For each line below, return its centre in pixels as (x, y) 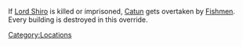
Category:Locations (40, 35)
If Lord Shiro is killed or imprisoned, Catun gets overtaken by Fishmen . (121, 11)
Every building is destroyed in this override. (78, 20)
